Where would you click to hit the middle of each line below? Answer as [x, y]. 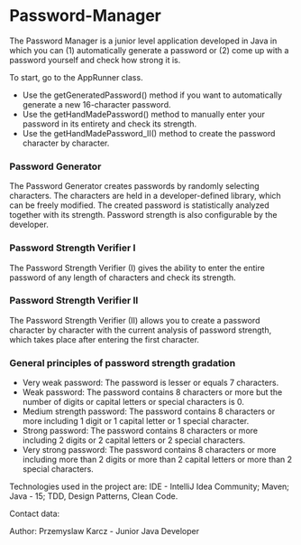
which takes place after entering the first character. [105, 339]
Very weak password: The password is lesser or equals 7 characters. [150, 383]
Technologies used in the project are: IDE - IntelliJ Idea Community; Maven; [150, 487]
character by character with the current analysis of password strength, [141, 330]
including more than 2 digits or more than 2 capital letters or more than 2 [157, 460]
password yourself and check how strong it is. [95, 60]
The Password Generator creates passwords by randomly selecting [134, 186]
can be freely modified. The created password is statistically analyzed [139, 205]
